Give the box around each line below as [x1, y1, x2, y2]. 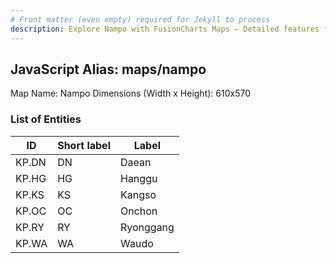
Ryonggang [119, 220, 175, 234]
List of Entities [10, 112, 82, 126]
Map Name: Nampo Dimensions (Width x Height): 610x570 [10, 87, 251, 100]
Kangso [119, 187, 157, 201]
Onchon [119, 204, 158, 218]
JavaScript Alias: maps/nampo [10, 61, 207, 78]
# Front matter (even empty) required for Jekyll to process [10, 14, 271, 25]
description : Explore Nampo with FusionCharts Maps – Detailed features [10, 24, 320, 34]
